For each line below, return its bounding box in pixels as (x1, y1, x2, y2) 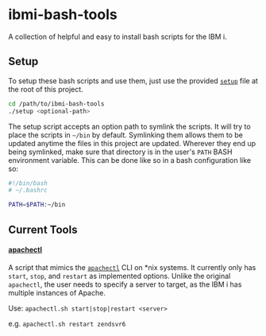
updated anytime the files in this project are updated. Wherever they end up (8, 138, 256, 148)
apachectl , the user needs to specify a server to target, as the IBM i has (8, 280, 242, 289)
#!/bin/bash (8, 179, 48, 187)
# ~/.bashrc (8, 187, 48, 195)
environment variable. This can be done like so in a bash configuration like (8, 155, 252, 164)
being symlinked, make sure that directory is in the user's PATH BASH (8, 147, 233, 156)
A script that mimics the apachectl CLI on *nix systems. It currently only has (8, 262, 256, 272)
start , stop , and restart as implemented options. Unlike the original (8, 271, 231, 280)
